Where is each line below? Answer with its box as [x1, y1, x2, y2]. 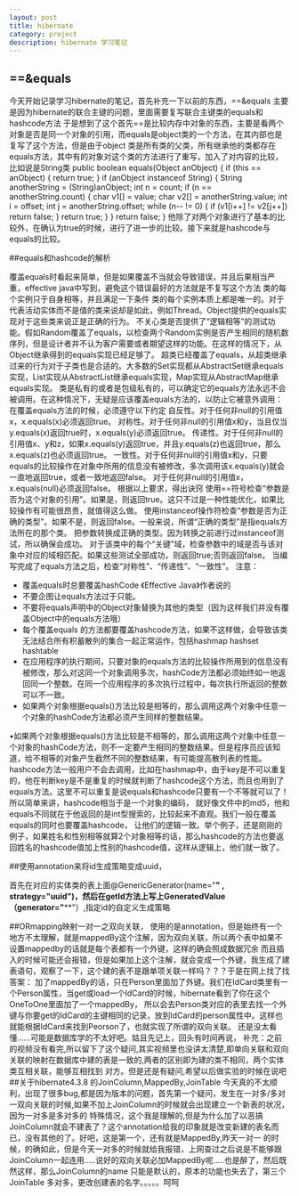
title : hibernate [9, 21, 74, 30]
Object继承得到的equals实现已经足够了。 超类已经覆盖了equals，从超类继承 [9, 349, 287, 361]
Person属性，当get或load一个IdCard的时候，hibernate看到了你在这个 [16, 988, 271, 998]
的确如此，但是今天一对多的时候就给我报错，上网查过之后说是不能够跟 [24, 1143, 282, 1154]
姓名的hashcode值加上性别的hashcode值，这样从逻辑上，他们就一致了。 [16, 842, 285, 853]
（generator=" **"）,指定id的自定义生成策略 [9, 902, 171, 913]
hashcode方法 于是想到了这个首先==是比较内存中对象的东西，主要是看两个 [9, 118, 285, 129]
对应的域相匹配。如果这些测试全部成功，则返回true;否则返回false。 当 [24, 549, 280, 561]
